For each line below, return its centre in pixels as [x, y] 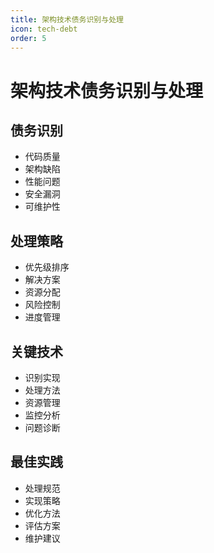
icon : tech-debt [44, 29]
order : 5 [28, 38]
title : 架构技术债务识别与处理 [67, 19]
